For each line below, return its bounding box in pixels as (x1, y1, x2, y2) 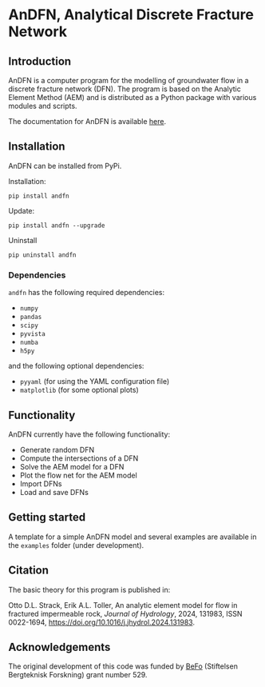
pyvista (19, 330, 45, 338)
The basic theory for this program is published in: (8, 585, 171, 594)
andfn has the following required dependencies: (8, 288, 165, 298)
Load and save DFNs (19, 487, 89, 497)
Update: (8, 206, 35, 215)
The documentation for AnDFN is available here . (8, 117, 167, 126)
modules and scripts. (8, 102, 77, 110)
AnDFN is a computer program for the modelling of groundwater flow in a (8, 76, 249, 85)
